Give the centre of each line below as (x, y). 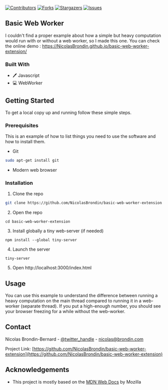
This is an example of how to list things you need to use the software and (80, 136)
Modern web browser (35, 170)
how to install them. (25, 142)
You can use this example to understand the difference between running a (81, 296)
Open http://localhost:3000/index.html (52, 268)
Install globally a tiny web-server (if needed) (58, 231)
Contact (18, 327)
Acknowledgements (37, 370)
